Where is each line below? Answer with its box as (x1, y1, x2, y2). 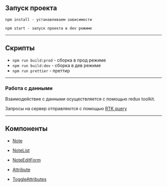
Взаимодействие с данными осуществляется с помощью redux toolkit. (5, 96, 156, 102)
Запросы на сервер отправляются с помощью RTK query (5, 105, 127, 111)
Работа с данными (5, 84, 53, 91)
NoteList (12, 147, 30, 153)
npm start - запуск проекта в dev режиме (5, 26, 92, 31)
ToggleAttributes (12, 176, 47, 182)
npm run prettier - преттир (12, 67, 70, 73)
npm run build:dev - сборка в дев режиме (12, 62, 101, 68)
